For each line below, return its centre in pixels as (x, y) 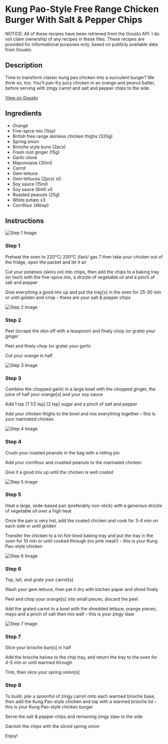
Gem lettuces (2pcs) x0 (37, 178)
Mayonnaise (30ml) (32, 162)
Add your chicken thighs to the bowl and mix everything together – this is (80, 414)
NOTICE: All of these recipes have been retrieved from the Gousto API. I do (82, 33)
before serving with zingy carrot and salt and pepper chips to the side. (78, 88)
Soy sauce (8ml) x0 (32, 189)
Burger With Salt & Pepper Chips (74, 20)
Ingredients (23, 113)
